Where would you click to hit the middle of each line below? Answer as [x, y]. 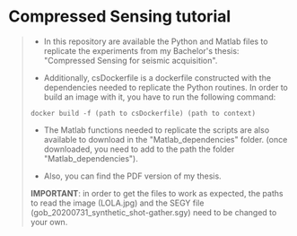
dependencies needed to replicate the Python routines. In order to [166, 87]
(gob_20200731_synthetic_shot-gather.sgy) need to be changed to [153, 212]
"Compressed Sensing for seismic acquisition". [131, 60]
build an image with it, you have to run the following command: [160, 97]
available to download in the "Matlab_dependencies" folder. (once [166, 139]
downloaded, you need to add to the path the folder [139, 149]
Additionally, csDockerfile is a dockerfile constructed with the [157, 77]
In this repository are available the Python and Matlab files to [156, 41]
